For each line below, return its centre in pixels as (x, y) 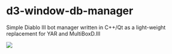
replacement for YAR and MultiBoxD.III (53, 33)
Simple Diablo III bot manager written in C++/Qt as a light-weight (86, 27)
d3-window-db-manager (70, 11)
